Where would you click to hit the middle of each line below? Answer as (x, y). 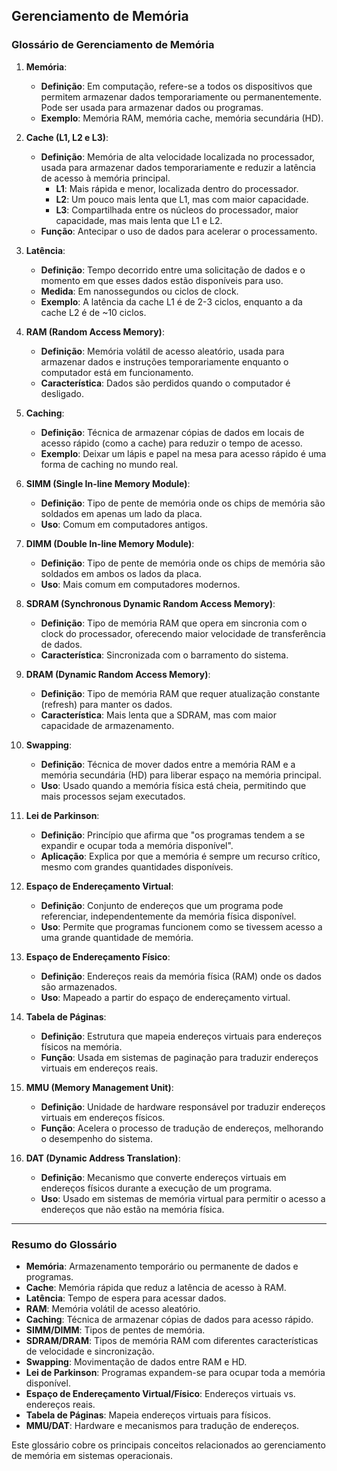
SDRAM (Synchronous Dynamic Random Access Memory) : (150, 603)
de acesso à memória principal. (105, 178)
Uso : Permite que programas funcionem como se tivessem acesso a (181, 926)
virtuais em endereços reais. (99, 1068)
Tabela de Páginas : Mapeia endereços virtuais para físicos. (148, 1415)
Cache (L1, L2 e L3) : (67, 137)
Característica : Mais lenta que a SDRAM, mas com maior (158, 715)
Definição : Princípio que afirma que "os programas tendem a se (173, 835)
